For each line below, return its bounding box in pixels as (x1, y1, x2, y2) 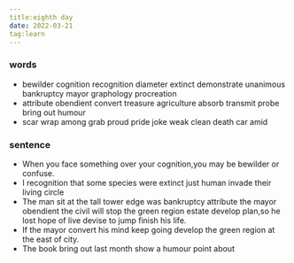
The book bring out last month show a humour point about (21, 243, 235, 253)
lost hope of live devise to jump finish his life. (21, 214, 187, 226)
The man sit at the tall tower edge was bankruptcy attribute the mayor (21, 196, 277, 206)
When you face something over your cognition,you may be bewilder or (21, 159, 280, 169)
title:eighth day (9, 12, 73, 22)
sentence (9, 138, 51, 151)
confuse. (21, 167, 55, 178)
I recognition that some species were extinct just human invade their (21, 177, 272, 188)
